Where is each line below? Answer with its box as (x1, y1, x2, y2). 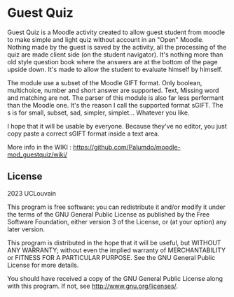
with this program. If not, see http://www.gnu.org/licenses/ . (7, 282, 179, 290)
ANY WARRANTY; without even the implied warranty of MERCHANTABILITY (7, 246, 226, 254)
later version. (7, 225, 46, 233)
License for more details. (7, 261, 79, 269)
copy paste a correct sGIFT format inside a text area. (7, 129, 160, 138)
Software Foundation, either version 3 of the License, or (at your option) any (7, 217, 227, 226)
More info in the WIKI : (7, 143, 72, 151)
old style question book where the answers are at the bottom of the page (7, 57, 219, 66)
